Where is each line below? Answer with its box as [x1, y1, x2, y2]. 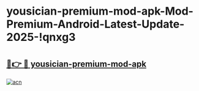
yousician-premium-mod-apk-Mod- [6, 4, 194, 18]
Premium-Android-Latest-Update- [6, 17, 185, 31]
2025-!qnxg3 [6, 31, 76, 44]
